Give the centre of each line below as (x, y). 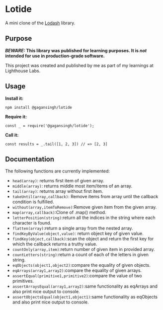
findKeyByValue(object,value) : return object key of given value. (78, 233)
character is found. (32, 223)
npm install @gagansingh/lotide (39, 107)
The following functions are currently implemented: (58, 171)
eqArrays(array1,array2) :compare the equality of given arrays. (77, 271)
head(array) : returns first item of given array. (58, 181)
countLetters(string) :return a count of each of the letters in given (81, 255)
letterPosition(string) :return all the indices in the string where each (84, 218)
